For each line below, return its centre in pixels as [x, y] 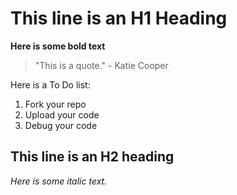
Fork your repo [55, 104]
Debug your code [61, 125]
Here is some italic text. [59, 181]
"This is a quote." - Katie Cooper [101, 65]
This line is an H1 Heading [119, 18]
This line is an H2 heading [92, 157]
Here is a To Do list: [50, 84]
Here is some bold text [58, 46]
